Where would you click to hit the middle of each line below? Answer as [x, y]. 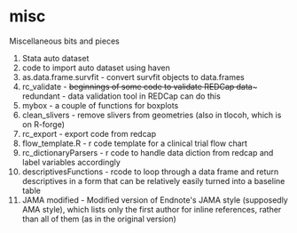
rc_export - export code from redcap [89, 133]
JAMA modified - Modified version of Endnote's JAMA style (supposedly [155, 200]
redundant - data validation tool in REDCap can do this [121, 96]
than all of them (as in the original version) [99, 219]
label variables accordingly [71, 162]
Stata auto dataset [55, 58]
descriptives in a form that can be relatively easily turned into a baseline [153, 181]
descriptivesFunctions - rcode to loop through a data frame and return [150, 172]
